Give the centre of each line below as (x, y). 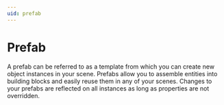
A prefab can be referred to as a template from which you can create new (111, 67)
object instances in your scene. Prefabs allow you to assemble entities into (112, 73)
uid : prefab (24, 13)
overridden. (23, 95)
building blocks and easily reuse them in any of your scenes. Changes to (110, 81)
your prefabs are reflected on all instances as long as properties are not (108, 88)
